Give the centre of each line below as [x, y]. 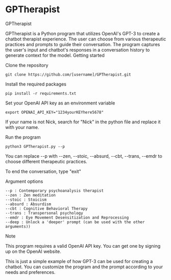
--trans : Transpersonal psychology [44, 213]
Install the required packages [36, 84]
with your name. [22, 127]
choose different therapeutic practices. [46, 161]
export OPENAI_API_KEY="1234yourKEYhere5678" [54, 112]
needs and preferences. [30, 272]
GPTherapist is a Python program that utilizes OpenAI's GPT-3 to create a [82, 33]
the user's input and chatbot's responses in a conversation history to [78, 50]
